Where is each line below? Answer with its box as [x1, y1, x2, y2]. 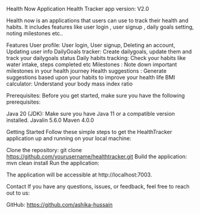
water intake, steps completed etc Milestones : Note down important [6, 61, 178, 68]
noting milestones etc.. [6, 30, 64, 37]
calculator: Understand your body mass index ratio [6, 80, 133, 87]
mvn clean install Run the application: [6, 159, 100, 166]
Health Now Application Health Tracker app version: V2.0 [6, 5, 150, 12]
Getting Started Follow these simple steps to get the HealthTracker [6, 129, 173, 135]
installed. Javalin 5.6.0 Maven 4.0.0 [6, 116, 95, 124]
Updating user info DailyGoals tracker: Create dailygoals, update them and [6, 48, 192, 55]
